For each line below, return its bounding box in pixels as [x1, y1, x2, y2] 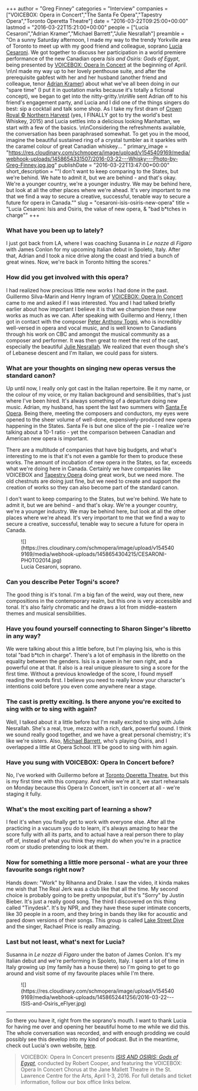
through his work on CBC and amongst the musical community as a [6, 330, 170, 338]
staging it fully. [6, 790, 42, 797]
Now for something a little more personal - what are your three [6, 858, 189, 866]
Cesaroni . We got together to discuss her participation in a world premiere [6, 49, 186, 55]
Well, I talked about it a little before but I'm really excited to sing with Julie [6, 718, 184, 726]
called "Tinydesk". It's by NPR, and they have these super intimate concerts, [6, 904, 192, 911]
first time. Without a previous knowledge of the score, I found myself [6, 670, 173, 677]
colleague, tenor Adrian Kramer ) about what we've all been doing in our [6, 80, 180, 87]
